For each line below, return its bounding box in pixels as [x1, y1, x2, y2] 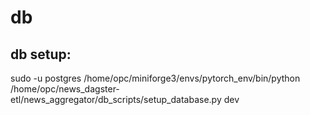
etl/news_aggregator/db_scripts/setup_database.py [10, 94, 222, 105]
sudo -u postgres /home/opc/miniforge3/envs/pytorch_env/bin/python [10, 72, 301, 84]
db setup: [10, 46, 72, 63]
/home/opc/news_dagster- [10, 83, 120, 95]
